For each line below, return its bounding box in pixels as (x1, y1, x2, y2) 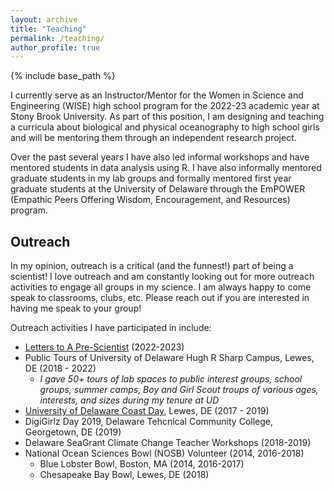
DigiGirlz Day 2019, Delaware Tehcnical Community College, (24, 416, 274, 428)
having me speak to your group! (10, 302, 142, 315)
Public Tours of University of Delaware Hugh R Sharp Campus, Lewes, (24, 352, 315, 364)
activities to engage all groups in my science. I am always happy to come (10, 281, 312, 293)
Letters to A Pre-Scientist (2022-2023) (24, 341, 185, 353)
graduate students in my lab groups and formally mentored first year (10, 172, 292, 185)
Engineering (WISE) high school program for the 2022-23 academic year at (10, 100, 320, 112)
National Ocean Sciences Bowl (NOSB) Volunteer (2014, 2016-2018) (24, 447, 305, 460)
